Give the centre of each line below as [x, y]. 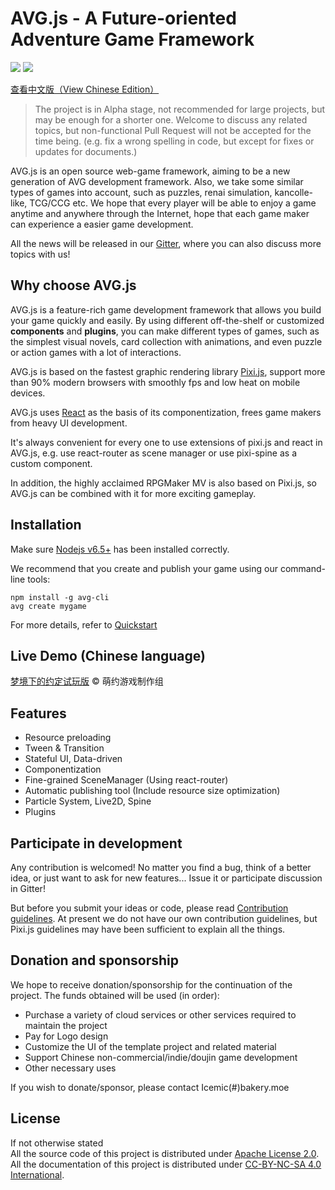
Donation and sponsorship [95, 960]
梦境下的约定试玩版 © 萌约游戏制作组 [87, 681]
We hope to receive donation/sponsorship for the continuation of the [151, 984]
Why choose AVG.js [73, 285]
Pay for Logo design [66, 1036]
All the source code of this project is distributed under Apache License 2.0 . [165, 1153]
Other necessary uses [70, 1068]
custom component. [51, 463]
